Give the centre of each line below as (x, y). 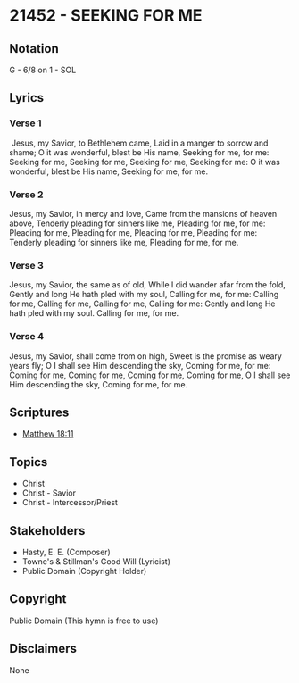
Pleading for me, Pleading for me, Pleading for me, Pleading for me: (133, 232)
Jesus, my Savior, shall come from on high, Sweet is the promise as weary (146, 356)
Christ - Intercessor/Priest (70, 503)
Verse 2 (26, 195)
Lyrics (27, 98)
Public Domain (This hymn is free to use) (84, 621)
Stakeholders (47, 531)
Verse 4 (27, 337)
